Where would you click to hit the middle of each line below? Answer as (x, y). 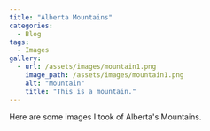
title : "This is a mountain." (81, 91)
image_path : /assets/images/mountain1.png (105, 75)
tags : (19, 42)
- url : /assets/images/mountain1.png (87, 67)
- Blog (29, 34)
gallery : (25, 58)
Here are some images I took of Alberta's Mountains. (105, 117)
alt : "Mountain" (55, 83)
